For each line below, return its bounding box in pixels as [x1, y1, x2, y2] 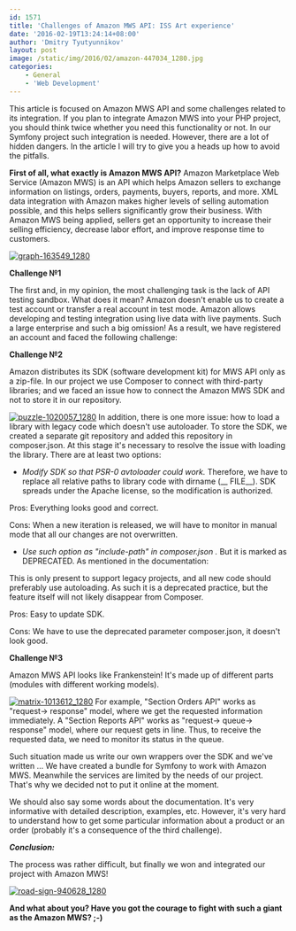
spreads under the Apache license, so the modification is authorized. [21, 485, 274, 496]
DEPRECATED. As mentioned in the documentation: [21, 555, 209, 566]
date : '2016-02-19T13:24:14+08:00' [9, 29, 140, 38]
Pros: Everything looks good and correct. [9, 502, 159, 513]
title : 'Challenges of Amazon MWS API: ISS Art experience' [9, 21, 236, 30]
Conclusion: [9, 842, 56, 852]
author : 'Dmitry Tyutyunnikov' [9, 37, 125, 47]
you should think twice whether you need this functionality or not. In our [9, 121, 271, 133]
